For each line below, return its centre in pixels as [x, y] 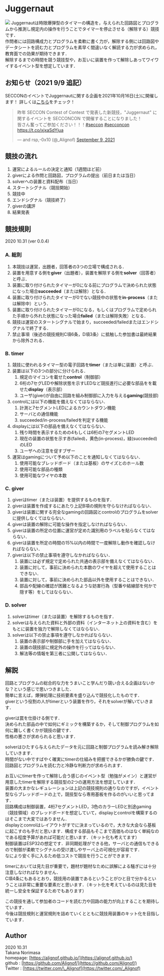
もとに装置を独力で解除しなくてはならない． [57, 629]
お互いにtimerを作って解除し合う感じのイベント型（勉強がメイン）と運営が [81, 776]
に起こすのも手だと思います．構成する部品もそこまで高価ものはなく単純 [78, 831]
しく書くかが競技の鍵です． [46, 731]
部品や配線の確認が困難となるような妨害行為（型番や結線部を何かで [88, 586]
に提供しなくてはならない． [40, 518]
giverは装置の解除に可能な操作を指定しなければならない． [71, 524]
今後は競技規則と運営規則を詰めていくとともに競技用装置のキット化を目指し [82, 914]
